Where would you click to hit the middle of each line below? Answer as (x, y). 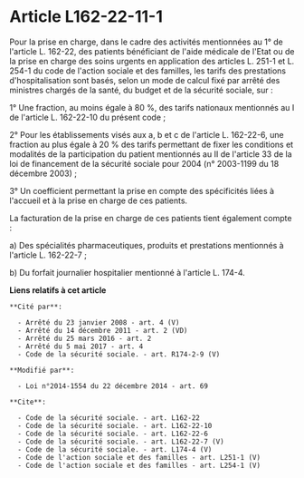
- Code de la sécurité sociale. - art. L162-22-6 (113, 434)
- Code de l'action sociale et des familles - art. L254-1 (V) (139, 465)
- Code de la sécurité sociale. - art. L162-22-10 (115, 425)
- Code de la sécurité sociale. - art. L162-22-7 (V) (121, 442)
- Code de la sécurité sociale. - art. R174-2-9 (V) (119, 354)
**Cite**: (28, 402)
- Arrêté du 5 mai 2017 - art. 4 (81, 346)
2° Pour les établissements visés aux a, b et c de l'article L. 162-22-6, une (147, 134)
